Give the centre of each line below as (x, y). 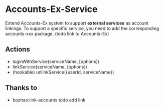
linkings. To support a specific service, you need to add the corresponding (82, 28)
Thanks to (21, 88)
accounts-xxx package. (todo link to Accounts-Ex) (57, 33)
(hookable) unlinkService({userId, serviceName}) (63, 72)
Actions (18, 49)
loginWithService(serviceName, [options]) (56, 61)
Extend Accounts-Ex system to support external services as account (77, 23)
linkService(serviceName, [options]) (50, 66)
